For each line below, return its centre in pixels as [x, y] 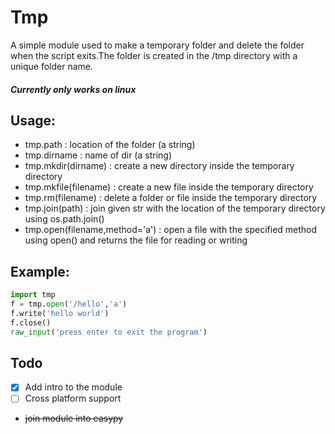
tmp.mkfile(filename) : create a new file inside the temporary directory [169, 187]
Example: [40, 271]
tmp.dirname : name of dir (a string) [98, 155]
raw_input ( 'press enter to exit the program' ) [109, 332]
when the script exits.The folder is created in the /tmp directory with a [154, 55]
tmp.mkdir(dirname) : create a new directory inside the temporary [159, 166]
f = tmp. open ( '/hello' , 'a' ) [69, 304]
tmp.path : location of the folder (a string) [110, 145]
